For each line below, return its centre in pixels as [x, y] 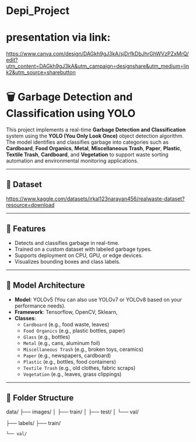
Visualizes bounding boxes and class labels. [67, 261]
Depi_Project [38, 11]
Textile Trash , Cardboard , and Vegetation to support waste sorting [87, 155]
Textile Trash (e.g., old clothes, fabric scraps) [79, 368]
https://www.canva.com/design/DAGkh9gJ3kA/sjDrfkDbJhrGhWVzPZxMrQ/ [97, 54]
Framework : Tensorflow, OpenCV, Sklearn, [66, 312]
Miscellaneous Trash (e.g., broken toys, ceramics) [83, 349]
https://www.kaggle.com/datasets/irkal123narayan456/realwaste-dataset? [95, 198]
